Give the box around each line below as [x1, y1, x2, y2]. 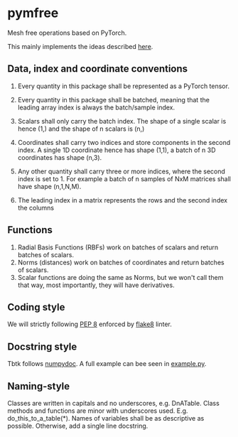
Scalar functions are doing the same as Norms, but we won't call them [17, 273, 224, 281]
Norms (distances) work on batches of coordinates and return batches [17, 258, 225, 266]
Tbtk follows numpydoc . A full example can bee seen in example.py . [7, 360, 207, 368]
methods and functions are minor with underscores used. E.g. [7, 406, 188, 415]
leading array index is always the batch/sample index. [17, 103, 175, 112]
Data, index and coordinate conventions [7, 63, 188, 75]
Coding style [7, 301, 65, 313]
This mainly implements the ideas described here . [7, 42, 153, 50]
